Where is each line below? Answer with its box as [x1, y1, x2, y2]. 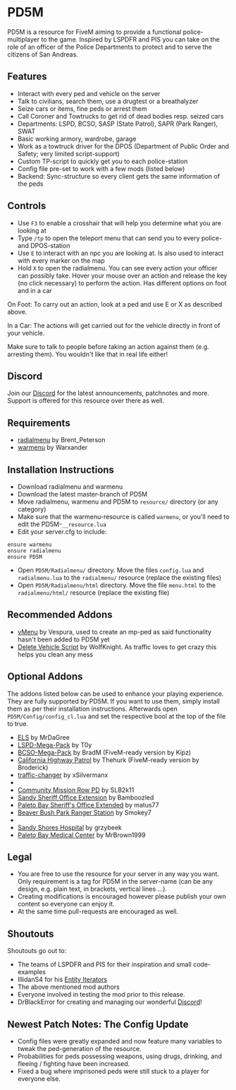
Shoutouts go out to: [7, 947, 67, 955]
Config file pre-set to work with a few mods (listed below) [17, 164, 185, 173]
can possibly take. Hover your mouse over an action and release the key [17, 271, 228, 280]
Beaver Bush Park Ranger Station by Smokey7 [17, 808, 151, 817]
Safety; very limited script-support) [17, 149, 120, 158]
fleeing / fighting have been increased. [17, 1060, 130, 1068]
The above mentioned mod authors [17, 983, 120, 991]
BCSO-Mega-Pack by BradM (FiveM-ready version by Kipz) [17, 748, 192, 757]
